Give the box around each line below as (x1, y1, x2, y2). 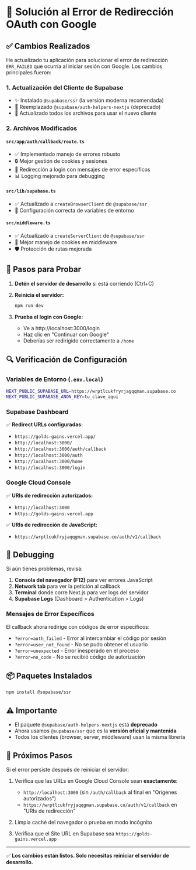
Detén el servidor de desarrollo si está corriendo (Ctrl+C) (14, 280, 155, 287)
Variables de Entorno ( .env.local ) (6, 375, 103, 383)
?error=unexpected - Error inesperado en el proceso (14, 647, 139, 654)
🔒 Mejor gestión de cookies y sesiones (14, 157, 108, 165)
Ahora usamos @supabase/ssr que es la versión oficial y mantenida (14, 727, 177, 734)
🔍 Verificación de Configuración (6, 354, 127, 365)
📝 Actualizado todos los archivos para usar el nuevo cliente (14, 109, 157, 117)
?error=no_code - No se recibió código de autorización (14, 653, 145, 660)
